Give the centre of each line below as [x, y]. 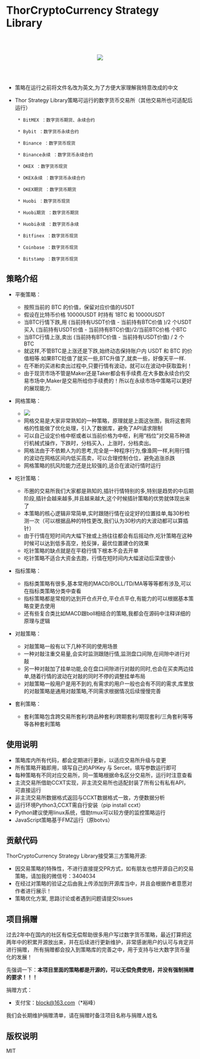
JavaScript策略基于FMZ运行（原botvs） [64, 820]
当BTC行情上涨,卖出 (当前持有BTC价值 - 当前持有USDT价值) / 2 [101, 337]
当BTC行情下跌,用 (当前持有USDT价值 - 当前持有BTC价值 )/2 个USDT [108, 322]
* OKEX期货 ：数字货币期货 [47, 189]
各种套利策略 [45, 724]
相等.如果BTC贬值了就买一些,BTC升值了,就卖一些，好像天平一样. [107, 358]
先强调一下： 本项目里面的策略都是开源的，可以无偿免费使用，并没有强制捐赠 [100, 970]
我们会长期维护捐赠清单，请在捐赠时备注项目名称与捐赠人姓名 [82, 1015]
